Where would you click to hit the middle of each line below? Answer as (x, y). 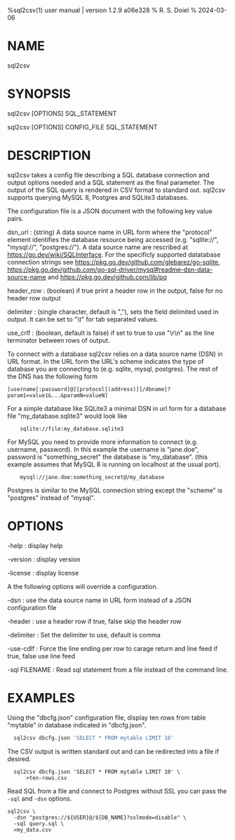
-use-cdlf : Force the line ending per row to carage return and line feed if (113, 648)
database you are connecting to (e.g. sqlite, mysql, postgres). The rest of (113, 369)
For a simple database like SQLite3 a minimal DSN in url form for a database (117, 408)
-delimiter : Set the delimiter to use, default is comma (84, 635)
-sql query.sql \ (39, 823)
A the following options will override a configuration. (83, 586)
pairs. (15, 218)
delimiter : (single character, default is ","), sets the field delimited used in (113, 312)
